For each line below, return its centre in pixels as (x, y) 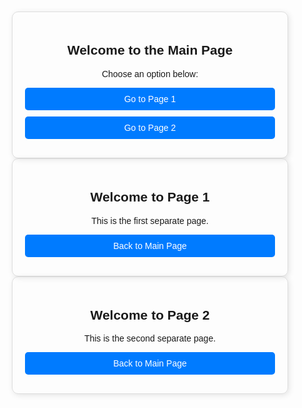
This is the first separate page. (150, 220)
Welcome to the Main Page (150, 50)
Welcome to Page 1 (150, 197)
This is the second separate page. (150, 338)
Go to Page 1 (150, 98)
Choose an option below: (150, 73)
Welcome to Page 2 (150, 315)
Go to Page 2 (150, 127)
